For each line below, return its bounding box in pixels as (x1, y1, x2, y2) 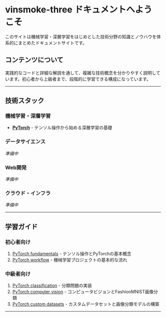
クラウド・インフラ (5, 189, 51, 196)
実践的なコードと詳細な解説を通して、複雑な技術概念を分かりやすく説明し (5, 70, 157, 76)
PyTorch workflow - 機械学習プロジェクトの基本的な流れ (12, 257, 127, 263)
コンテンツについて (5, 56, 64, 64)
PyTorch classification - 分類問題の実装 (12, 282, 92, 289)
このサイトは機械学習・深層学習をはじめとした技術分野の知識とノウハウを (5, 34, 157, 40)
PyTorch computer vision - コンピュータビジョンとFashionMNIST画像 (12, 289, 154, 295)
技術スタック (5, 96, 44, 105)
